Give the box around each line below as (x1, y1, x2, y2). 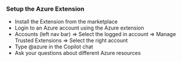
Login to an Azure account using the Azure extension (14, 24, 144, 31)
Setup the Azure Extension (6, 5, 84, 13)
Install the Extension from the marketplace (14, 18, 118, 25)
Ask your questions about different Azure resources (14, 50, 141, 57)
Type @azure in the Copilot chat (14, 43, 93, 50)
